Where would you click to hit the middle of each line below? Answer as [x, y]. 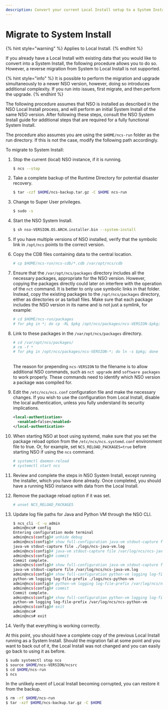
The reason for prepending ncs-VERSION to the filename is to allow [80, 367]
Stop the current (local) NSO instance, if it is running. [67, 159]
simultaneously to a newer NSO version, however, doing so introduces [78, 83]
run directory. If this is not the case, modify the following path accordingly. [82, 140]
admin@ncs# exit [30, 616]
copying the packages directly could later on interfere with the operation [87, 283]
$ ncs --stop [26, 168]
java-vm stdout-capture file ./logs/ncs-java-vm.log [69, 546]
